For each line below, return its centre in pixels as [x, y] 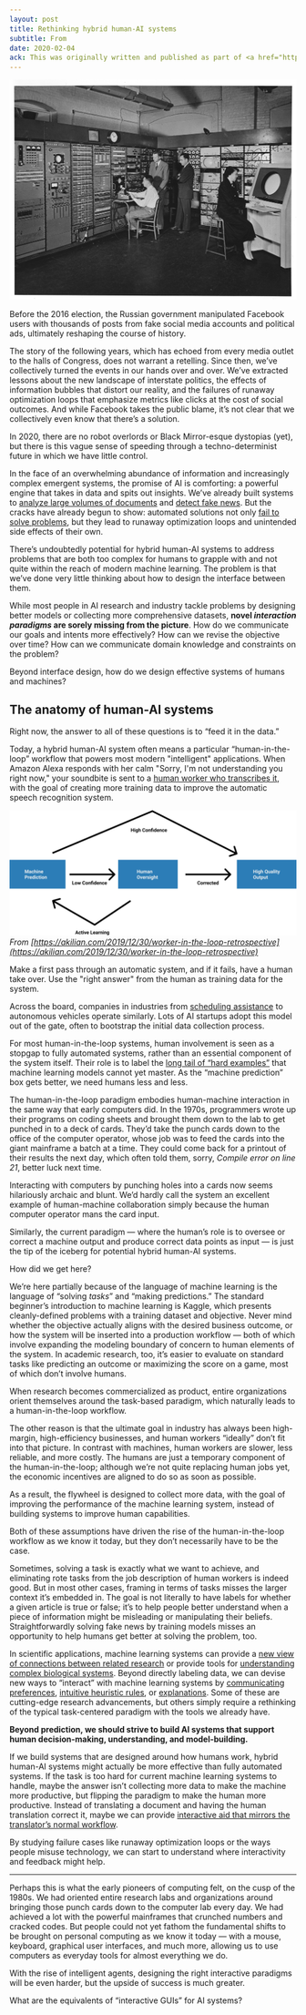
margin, [24, 1437]
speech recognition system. [61, 798]
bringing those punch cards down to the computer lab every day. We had [147, 1907]
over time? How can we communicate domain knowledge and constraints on [153, 644]
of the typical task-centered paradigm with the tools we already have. [140, 1712]
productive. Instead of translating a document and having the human [138, 1805]
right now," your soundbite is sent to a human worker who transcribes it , [144, 778]
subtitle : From [38, 38]
